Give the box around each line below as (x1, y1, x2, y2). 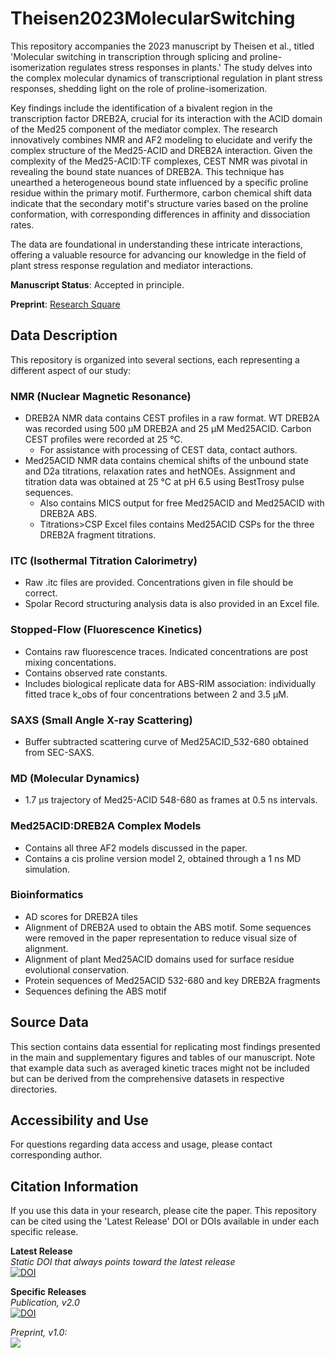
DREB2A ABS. (39, 508, 98, 520)
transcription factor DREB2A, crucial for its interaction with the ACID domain (10, 112, 323, 124)
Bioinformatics (10, 888, 84, 902)
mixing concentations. (24, 656, 117, 668)
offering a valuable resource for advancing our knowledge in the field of (10, 248, 307, 261)
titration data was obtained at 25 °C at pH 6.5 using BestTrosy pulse (24, 476, 305, 488)
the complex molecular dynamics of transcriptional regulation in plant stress (10, 72, 323, 84)
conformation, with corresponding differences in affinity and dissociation (10, 208, 311, 220)
